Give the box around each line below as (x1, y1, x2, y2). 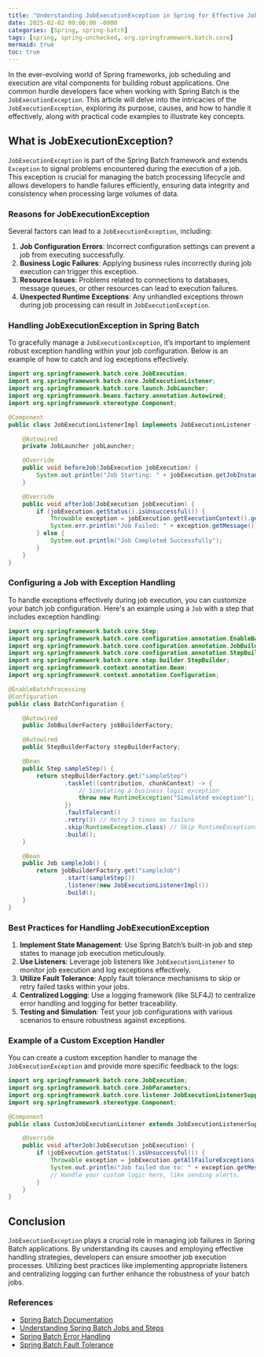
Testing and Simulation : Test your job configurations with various (19, 1006, 233, 1017)
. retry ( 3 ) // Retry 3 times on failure (64, 816, 195, 824)
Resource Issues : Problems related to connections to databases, (19, 275, 230, 284)
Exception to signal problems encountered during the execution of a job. (8, 163, 242, 173)
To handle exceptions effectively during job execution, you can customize (8, 595, 247, 604)
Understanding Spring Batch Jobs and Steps (19, 1323, 164, 1333)
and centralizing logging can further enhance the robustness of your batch (8, 1270, 250, 1279)
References (8, 1297, 53, 1308)
